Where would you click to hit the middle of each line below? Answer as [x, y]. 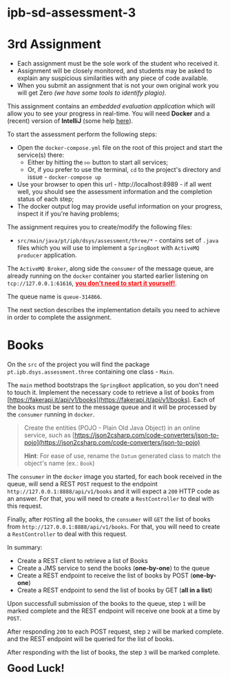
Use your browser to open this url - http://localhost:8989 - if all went [114, 184]
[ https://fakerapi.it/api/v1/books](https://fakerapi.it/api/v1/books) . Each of [111, 400]
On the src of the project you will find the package [79, 365]
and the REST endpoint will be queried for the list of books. [91, 639]
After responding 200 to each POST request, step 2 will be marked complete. [115, 632]
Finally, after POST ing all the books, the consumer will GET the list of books [109, 519]
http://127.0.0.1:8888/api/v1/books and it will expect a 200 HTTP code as [114, 491]
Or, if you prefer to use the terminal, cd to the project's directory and [124, 170]
